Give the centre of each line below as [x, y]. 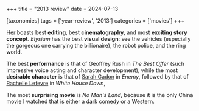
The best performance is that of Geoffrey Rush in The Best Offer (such [95, 64]
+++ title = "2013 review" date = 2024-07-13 [62, 9]
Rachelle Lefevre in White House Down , [56, 83]
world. [14, 52]
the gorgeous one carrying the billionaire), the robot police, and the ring [96, 45]
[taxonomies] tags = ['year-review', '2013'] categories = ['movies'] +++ [96, 20]
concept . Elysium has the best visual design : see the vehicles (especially [99, 39]
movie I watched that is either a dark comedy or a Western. [80, 101]
